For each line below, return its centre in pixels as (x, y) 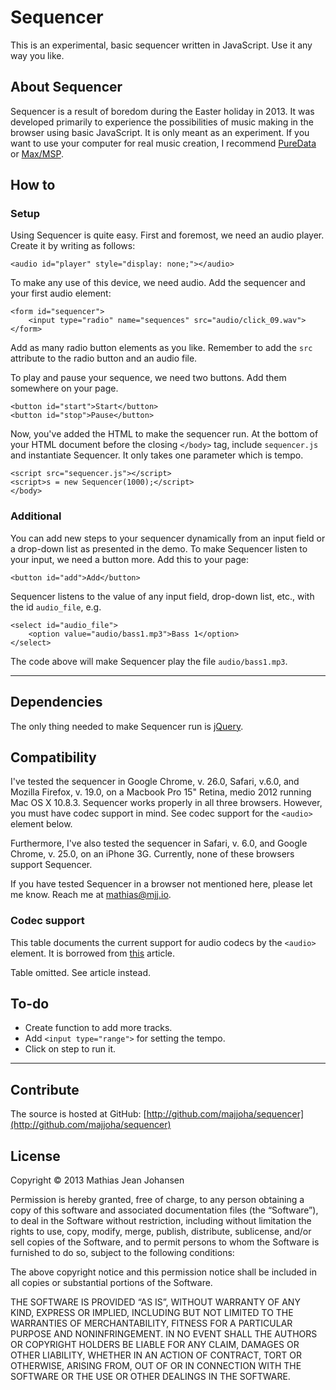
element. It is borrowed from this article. (92, 953)
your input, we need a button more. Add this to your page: (129, 559)
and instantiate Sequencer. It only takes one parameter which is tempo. (157, 455)
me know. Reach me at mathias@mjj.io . (91, 895)
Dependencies (56, 702)
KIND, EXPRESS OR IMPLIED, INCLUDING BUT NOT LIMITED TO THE (152, 1313)
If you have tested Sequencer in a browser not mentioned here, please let (161, 884)
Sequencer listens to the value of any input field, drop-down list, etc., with (162, 596)
